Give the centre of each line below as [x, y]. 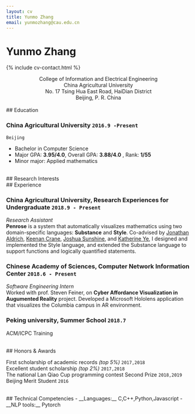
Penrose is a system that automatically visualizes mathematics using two [94, 226]
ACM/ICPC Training [30, 333]
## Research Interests [33, 178]
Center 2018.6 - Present [42, 273]
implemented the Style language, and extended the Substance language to [96, 245]
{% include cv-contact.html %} [43, 67]
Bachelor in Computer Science [52, 148]
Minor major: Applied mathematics [56, 161]
